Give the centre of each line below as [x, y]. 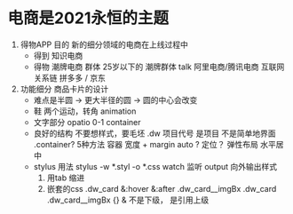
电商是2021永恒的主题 [88, 18]
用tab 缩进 [66, 178]
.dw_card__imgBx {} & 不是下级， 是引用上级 [128, 200]
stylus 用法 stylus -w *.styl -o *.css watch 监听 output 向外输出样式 [155, 166]
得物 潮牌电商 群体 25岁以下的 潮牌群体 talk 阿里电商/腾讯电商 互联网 [159, 67]
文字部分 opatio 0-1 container [87, 122]
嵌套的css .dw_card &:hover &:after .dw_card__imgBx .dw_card [162, 188]
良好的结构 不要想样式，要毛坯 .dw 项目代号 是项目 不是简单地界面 [154, 133]
